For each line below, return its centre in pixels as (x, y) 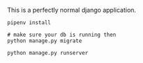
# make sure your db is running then (62, 35)
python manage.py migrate (44, 41)
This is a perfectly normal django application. (72, 10)
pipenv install (29, 23)
